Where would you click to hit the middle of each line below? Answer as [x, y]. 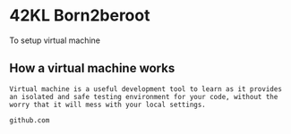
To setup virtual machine [55, 40]
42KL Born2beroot [80, 16]
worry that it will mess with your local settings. [107, 105]
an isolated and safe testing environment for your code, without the [144, 96]
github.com [30, 120]
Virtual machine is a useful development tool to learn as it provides [145, 89]
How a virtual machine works [92, 68]
